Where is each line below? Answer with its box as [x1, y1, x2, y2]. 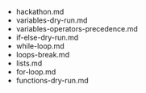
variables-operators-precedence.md [15, 24, 139, 33]
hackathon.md [15, 7, 65, 16]
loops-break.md [15, 50, 70, 59]
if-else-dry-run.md [15, 32, 79, 42]
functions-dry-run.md [15, 76, 89, 85]
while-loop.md [15, 41, 65, 51]
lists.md [15, 58, 43, 68]
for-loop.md [15, 67, 56, 76]
